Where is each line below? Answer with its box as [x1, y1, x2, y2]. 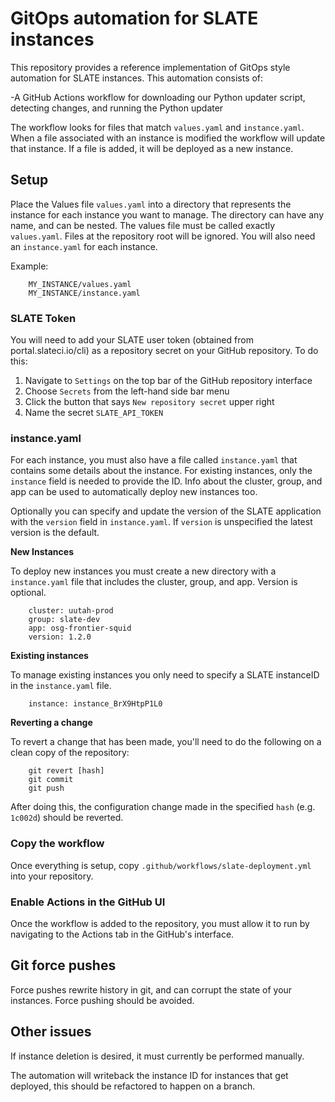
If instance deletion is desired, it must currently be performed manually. [10, 1050, 305, 1062]
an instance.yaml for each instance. [10, 240, 158, 252]
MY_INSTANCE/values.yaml [28, 279, 132, 289]
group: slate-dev [28, 615, 101, 625]
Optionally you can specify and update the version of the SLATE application [10, 505, 322, 517]
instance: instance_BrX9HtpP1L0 [28, 699, 163, 709]
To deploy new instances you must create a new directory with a [10, 565, 277, 577]
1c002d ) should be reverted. [10, 812, 124, 824]
